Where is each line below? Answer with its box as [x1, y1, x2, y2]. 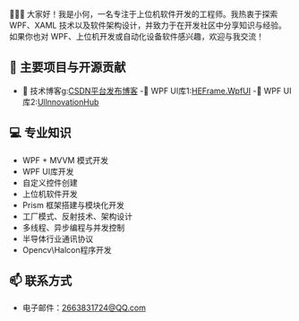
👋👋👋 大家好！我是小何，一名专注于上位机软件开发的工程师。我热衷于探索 [9, 9, 278, 19]
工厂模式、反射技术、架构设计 [21, 211, 132, 221]
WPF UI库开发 [21, 166, 74, 177]
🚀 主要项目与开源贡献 [9, 60, 126, 75]
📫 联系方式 [9, 273, 73, 289]
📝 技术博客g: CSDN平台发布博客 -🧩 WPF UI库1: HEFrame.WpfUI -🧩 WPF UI [21, 85, 292, 96]
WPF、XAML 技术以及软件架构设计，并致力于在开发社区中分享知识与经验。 [9, 20, 286, 30]
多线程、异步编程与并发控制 [21, 221, 125, 232]
